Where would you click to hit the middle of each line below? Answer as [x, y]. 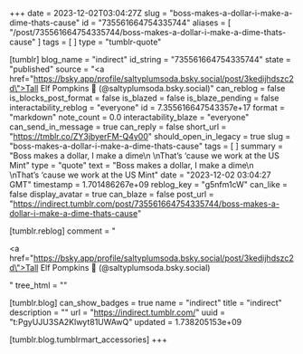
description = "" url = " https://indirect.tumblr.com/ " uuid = [118, 312]
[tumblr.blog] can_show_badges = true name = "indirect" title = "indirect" [146, 303]
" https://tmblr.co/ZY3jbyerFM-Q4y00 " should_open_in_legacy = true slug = [150, 136]
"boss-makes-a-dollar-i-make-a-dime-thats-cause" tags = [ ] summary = [146, 146]
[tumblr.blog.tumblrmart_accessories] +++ [89, 340]
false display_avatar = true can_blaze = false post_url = [112, 194]
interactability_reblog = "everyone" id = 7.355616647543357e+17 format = [147, 107]
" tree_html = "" [38, 285]
